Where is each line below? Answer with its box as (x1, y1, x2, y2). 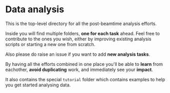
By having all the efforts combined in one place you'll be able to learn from (5, 61, 163, 67)
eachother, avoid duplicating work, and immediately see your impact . (5, 66, 154, 73)
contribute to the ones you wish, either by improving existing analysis (5, 36, 152, 42)
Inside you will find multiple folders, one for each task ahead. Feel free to (5, 30, 160, 36)
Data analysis (5, 4, 65, 15)
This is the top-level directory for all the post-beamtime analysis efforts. (5, 20, 157, 27)
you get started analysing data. (5, 82, 71, 88)
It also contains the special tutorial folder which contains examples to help (5, 76, 165, 82)
